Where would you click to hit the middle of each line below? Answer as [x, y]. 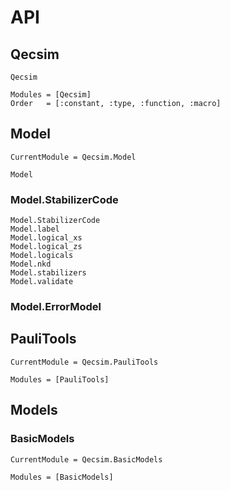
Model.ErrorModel [56, 307]
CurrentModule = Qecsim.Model [73, 157]
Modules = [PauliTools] [60, 379]
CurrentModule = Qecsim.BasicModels [86, 459]
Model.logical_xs [46, 238]
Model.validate [42, 282]
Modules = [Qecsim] [51, 95]
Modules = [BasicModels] [62, 477]
